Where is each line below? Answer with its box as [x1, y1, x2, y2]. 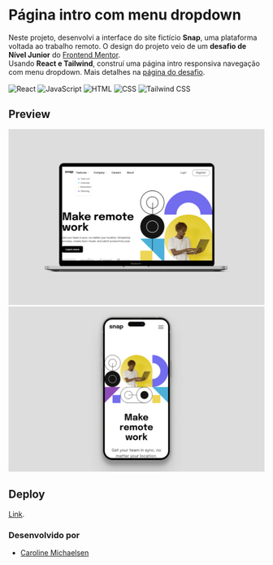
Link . [8, 509, 25, 519]
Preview [8, 107, 51, 121]
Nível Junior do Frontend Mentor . [8, 50, 120, 59]
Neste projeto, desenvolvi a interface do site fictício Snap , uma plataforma [8, 33, 258, 42]
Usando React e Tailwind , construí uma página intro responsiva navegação [8, 59, 260, 68]
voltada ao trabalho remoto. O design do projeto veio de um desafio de [8, 41, 247, 50]
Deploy [8, 488, 45, 502]
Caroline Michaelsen [19, 547, 89, 558]
